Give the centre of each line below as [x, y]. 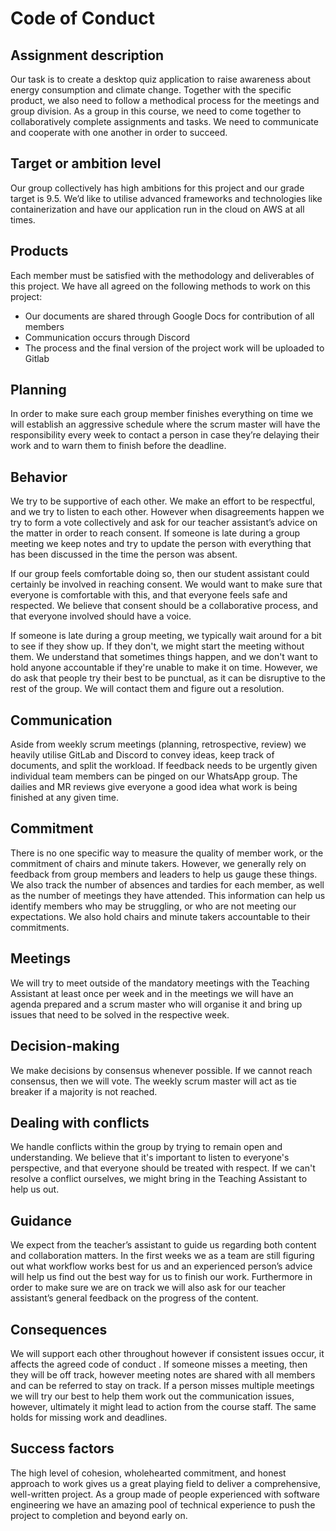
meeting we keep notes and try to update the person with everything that [161, 544]
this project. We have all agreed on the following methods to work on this [160, 286]
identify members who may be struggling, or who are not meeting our [153, 906]
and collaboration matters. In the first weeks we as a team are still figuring [162, 1256]
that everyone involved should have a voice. [101, 616]
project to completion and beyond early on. [99, 1515]
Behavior [39, 477]
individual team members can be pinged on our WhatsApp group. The [154, 776]
